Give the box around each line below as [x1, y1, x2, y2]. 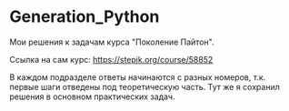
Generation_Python [9, 6, 160, 27]
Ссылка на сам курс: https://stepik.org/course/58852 [9, 54, 214, 65]
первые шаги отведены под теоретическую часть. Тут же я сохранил [9, 81, 280, 92]
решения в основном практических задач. [9, 91, 175, 102]
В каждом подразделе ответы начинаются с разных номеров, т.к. [9, 71, 266, 83]
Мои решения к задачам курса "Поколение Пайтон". [9, 36, 214, 47]
